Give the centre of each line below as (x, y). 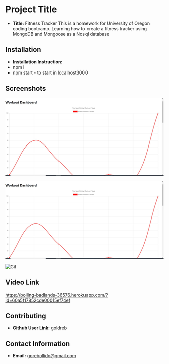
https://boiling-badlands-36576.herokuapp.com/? (57, 295)
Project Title (31, 9)
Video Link (22, 283)
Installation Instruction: (37, 62)
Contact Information (38, 344)
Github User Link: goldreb (40, 328)
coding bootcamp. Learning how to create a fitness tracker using (80, 28)
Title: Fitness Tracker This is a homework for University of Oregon (81, 23)
